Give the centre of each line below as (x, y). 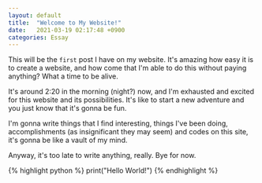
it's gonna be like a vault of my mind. (68, 140)
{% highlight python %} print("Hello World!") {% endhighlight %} (113, 170)
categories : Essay (38, 37)
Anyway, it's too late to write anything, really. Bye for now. (102, 156)
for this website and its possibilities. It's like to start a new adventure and (126, 100)
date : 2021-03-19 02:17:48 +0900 (67, 30)
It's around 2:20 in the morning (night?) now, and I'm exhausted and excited (131, 92)
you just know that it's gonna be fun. (67, 108)
